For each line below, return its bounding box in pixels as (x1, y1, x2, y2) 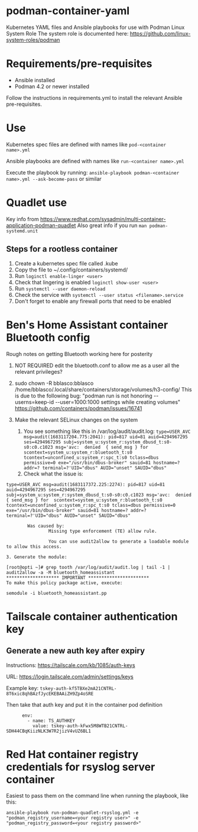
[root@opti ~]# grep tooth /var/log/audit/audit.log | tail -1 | (6, 564, 170, 570)
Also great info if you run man (77, 222, 147, 229)
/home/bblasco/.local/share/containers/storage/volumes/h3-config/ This (14, 386, 192, 393)
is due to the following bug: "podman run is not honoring (14, 392, 152, 399)
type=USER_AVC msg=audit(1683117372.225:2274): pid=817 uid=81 (6, 481, 165, 487)
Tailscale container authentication (6, 610, 178, 623)
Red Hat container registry (6, 747, 139, 761)
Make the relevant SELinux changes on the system (14, 416, 138, 423)
